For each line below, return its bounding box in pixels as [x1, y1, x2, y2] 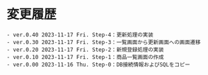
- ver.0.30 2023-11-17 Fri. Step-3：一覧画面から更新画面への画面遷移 [6, 39, 201, 46]
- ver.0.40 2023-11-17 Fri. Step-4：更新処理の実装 [6, 31, 154, 39]
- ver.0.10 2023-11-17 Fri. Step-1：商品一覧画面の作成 [6, 53, 164, 60]
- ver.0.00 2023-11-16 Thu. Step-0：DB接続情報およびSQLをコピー [6, 61, 190, 68]
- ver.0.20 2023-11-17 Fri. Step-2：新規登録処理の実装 [6, 46, 164, 53]
